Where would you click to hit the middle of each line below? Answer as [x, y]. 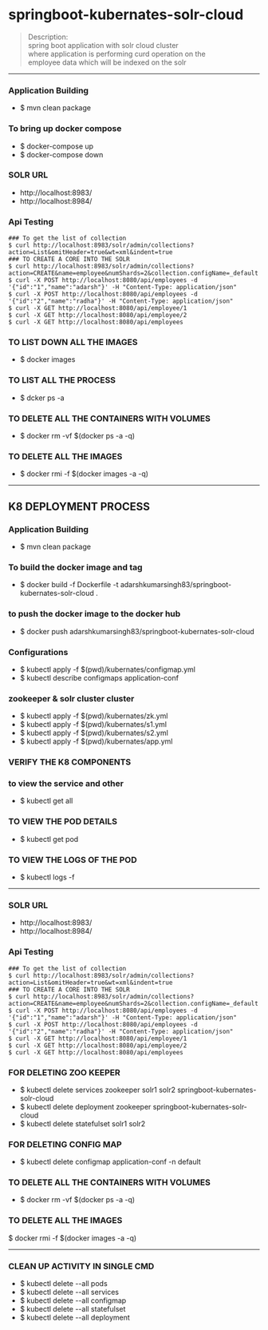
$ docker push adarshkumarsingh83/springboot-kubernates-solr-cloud [137, 631]
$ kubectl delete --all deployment [75, 1318]
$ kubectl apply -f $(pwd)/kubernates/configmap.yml [107, 669]
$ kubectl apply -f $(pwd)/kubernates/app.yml [96, 741]
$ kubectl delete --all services [69, 1292]
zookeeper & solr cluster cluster [71, 698]
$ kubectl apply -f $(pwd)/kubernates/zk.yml [94, 716]
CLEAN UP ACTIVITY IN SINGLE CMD [81, 1266]
